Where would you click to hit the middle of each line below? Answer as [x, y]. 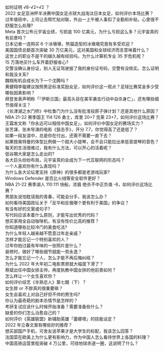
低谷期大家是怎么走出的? [30, 154]
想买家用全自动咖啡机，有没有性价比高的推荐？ [52, 221]
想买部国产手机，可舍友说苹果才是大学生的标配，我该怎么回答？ [69, 331]
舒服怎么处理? [19, 25]
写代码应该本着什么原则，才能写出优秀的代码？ [52, 215]
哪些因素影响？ [20, 93]
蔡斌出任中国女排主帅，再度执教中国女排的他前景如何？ [61, 270]
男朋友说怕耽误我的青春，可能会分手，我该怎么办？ [56, 197]
